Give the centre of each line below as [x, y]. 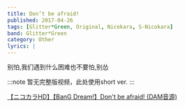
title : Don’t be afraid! [43, 14]
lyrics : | [22, 46]
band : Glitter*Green [37, 33]
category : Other [31, 40]
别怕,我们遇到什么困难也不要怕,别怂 [58, 67]
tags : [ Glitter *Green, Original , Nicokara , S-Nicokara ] [90, 27]
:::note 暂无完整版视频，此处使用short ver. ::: [71, 82]
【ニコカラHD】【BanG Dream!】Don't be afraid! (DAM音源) [92, 97]
